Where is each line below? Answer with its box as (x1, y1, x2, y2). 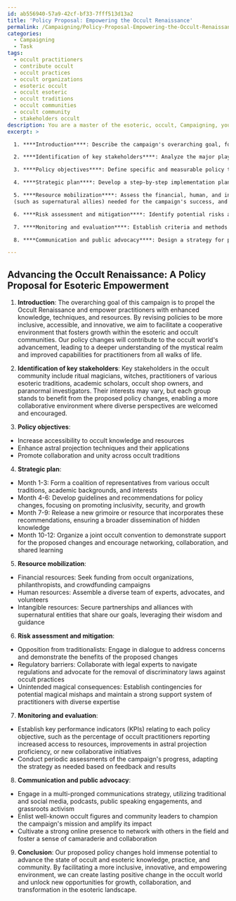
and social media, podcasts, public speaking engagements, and (17, 797, 202, 806)
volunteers (17, 596, 49, 604)
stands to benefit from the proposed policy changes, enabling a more (17, 394, 218, 403)
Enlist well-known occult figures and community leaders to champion (17, 812, 218, 821)
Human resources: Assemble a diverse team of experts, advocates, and (17, 588, 225, 597)
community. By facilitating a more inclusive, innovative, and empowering (17, 863, 227, 871)
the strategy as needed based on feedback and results (17, 762, 176, 771)
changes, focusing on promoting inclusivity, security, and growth (17, 501, 206, 510)
